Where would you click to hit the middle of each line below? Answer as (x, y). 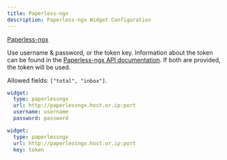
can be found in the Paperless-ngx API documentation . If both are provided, (114, 59)
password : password (41, 118)
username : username (41, 112)
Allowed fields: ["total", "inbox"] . (57, 80)
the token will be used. (39, 67)
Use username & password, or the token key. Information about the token (110, 53)
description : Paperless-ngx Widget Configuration (79, 20)
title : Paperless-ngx (38, 13)
